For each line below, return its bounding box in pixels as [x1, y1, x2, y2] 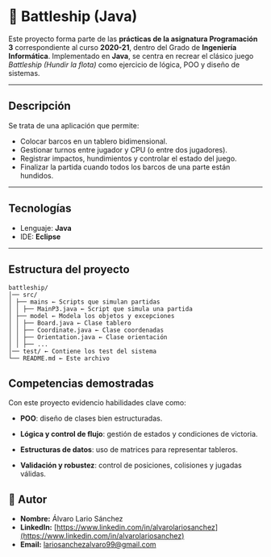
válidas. [19, 469, 47, 479]
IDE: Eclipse [19, 232, 61, 241]
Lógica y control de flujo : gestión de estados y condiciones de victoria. [19, 429, 258, 439]
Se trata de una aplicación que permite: [8, 120, 140, 130]
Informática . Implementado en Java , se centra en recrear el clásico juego [8, 51, 254, 61]
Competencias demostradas [8, 376, 155, 390]
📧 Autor [8, 492, 48, 506]
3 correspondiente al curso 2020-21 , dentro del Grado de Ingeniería [8, 42, 237, 52]
